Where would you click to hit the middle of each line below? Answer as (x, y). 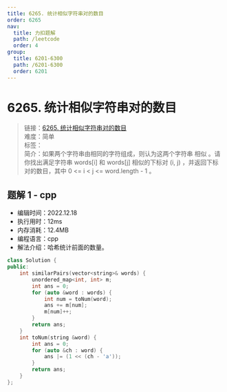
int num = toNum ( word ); (78, 299)
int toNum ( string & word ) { (58, 337)
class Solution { (32, 261)
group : (17, 52)
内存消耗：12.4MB (43, 230)
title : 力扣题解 (35, 33)
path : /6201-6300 (38, 65)
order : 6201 (31, 71)
